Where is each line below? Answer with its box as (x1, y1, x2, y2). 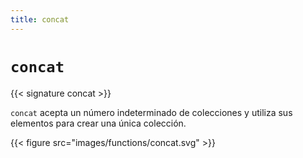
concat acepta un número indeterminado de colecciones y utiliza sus (10, 106, 293, 118)
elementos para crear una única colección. (10, 117, 187, 129)
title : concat (10, 14, 70, 25)
